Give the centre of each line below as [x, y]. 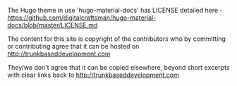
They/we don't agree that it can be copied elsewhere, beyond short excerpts [119, 67]
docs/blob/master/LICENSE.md [53, 25]
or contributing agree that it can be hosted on [73, 46]
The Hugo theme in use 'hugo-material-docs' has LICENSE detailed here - [115, 10]
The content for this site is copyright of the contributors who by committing [116, 39]
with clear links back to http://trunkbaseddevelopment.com [93, 75]
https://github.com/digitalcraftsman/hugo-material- [82, 18]
